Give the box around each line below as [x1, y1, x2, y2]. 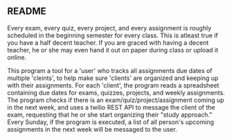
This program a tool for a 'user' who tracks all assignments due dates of [7, 66, 213, 74]
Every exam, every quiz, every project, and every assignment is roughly [7, 23, 212, 32]
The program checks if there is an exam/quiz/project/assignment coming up [7, 96, 224, 104]
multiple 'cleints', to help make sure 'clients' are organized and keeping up [7, 74, 219, 82]
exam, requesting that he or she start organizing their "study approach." [7, 110, 213, 119]
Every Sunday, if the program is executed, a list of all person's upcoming [7, 117, 215, 126]
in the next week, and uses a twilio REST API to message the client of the [7, 103, 215, 111]
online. [7, 53, 26, 61]
